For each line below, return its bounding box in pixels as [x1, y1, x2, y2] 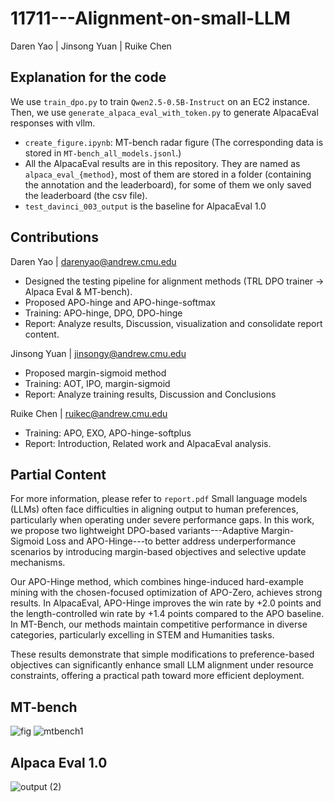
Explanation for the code [10, 69, 167, 86]
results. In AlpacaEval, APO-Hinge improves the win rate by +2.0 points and [10, 597, 322, 609]
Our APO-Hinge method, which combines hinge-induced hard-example [10, 576, 304, 588]
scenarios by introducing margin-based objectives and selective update [10, 546, 307, 558]
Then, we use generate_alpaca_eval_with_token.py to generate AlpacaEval [10, 106, 319, 118]
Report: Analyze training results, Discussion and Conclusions [24, 388, 277, 400]
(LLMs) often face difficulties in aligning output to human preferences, [10, 503, 299, 516]
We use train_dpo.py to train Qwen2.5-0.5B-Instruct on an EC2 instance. [10, 95, 310, 107]
